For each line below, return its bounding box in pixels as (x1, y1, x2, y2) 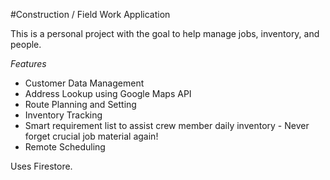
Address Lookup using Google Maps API (24, 88, 192, 99)
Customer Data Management (24, 77, 145, 89)
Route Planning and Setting (24, 99, 137, 110)
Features (10, 58, 47, 69)
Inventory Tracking (24, 109, 103, 121)
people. (10, 39, 42, 50)
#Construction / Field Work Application (10, 9, 171, 20)
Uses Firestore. (10, 160, 73, 172)
